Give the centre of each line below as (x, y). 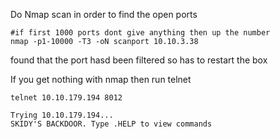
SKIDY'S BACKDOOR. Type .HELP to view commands (111, 124)
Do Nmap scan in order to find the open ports (104, 14)
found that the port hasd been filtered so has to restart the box (139, 60)
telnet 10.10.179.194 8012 (66, 98)
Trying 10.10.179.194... (62, 115)
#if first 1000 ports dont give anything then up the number (140, 33)
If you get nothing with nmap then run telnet (101, 79)
